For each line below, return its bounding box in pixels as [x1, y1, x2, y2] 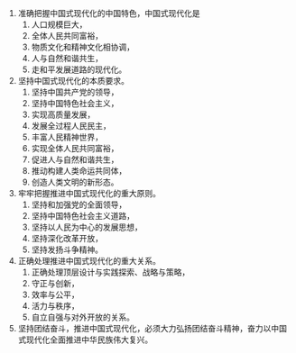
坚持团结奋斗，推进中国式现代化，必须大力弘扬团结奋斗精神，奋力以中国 [17, 323, 287, 333]
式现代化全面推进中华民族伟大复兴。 [17, 334, 153, 345]
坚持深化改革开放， [31, 233, 104, 243]
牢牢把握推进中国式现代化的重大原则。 [17, 188, 161, 198]
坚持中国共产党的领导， [31, 86, 119, 97]
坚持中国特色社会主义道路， [31, 211, 135, 221]
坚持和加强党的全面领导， [31, 199, 127, 210]
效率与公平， [31, 289, 79, 300]
